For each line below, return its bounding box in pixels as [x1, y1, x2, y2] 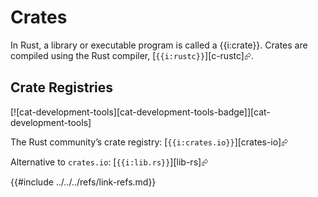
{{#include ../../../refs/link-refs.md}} [10, 176, 157, 188]
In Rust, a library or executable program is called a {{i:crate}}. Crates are [10, 39, 308, 51]
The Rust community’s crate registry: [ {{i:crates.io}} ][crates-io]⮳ [10, 136, 289, 148]
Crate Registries [10, 79, 114, 96]
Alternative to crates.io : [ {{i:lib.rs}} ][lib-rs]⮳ [10, 156, 209, 168]
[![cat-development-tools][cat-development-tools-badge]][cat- [10, 106, 271, 118]
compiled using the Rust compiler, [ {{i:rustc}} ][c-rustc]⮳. [10, 49, 255, 61]
